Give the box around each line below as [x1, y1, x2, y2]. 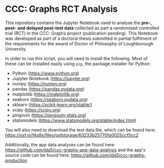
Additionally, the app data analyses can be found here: [5, 141, 115, 147]
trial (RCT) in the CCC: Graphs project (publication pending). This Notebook [5, 30, 158, 36]
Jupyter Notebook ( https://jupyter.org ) [12, 75, 90, 81]
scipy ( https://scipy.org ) [12, 107, 61, 113]
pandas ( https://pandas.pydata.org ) [12, 86, 84, 92]
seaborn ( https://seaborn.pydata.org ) [12, 96, 88, 102]
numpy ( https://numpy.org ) [12, 80, 67, 87]
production [5, 157, 27, 163]
